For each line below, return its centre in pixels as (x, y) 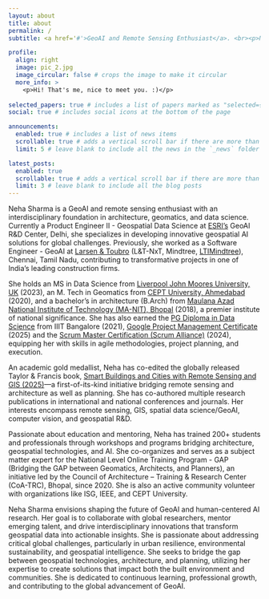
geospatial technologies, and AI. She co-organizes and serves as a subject (132, 451)
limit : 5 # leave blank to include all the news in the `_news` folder (138, 149)
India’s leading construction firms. (64, 269)
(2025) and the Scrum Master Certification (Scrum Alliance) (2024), (120, 335)
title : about (30, 23)
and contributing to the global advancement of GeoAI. (97, 586)
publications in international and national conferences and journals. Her (126, 402)
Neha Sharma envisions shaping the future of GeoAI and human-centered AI (134, 509)
